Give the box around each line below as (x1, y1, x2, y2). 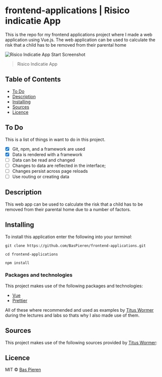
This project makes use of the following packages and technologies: (5, 283, 143, 289)
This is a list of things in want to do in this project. (5, 136, 106, 142)
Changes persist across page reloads (12, 168, 88, 174)
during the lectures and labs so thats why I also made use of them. (5, 312, 140, 318)
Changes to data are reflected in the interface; (12, 162, 106, 168)
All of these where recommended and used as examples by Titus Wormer (5, 307, 154, 313)
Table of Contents (5, 75, 61, 83)
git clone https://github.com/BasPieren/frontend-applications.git (5, 243, 146, 248)
